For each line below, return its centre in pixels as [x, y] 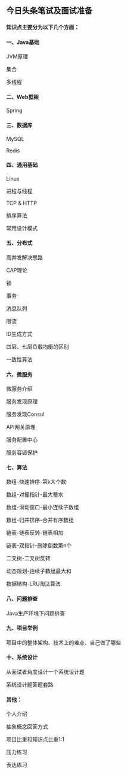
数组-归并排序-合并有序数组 [40, 520]
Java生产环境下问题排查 [36, 613]
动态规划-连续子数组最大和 [39, 571]
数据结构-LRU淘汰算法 [33, 584]
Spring [14, 110]
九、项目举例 [22, 628]
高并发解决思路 [24, 257]
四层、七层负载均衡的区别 [38, 346]
